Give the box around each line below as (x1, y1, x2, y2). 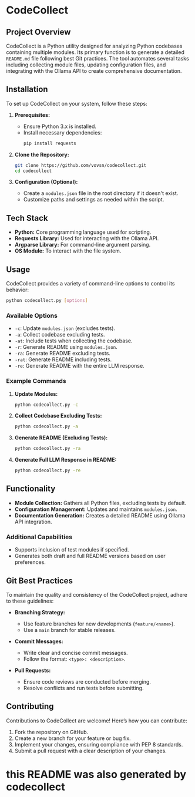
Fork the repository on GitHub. (14, 728, 89, 735)
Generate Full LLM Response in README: (14, 456, 117, 463)
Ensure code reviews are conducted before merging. (23, 678, 152, 685)
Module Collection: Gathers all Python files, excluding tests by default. (14, 499, 187, 506)
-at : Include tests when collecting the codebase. (14, 337, 133, 344)
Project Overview (6, 27, 71, 37)
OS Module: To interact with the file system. (14, 247, 122, 254)
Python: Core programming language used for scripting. (14, 228, 152, 236)
